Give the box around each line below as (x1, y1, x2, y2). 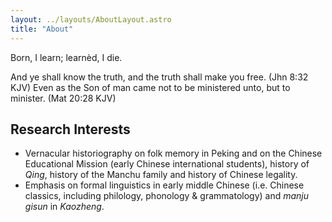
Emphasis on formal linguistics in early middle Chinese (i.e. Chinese (24, 179, 305, 191)
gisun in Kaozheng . (24, 201, 105, 213)
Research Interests (10, 121, 131, 138)
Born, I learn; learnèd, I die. (10, 51, 123, 63)
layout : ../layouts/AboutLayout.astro (10, 14, 172, 25)
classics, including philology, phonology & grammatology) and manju (24, 190, 310, 202)
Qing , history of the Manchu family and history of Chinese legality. (24, 169, 298, 181)
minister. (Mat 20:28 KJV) (10, 92, 117, 104)
